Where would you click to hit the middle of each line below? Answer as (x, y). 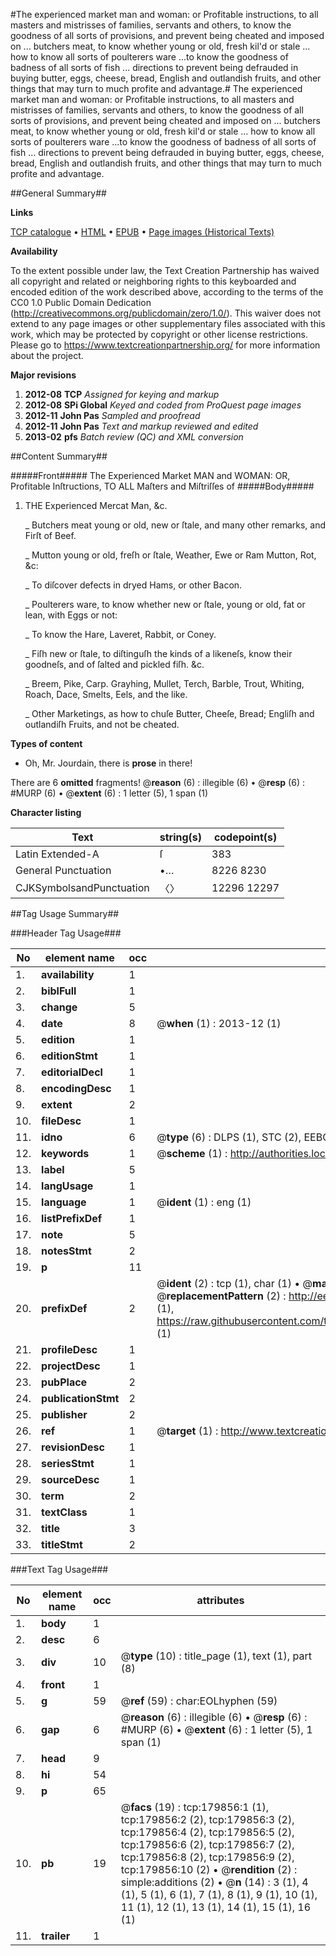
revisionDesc (73, 1447)
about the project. (47, 355)
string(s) (181, 837)
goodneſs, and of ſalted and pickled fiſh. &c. (114, 664)
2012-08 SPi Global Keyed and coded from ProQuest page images (163, 405)
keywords (65, 1153)
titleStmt (62, 1544)
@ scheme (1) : (192, 1153)
